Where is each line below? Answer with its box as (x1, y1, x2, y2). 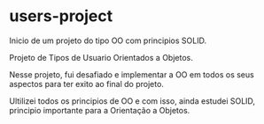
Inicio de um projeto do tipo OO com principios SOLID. (9, 35, 206, 46)
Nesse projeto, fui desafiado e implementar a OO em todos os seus (9, 69, 254, 80)
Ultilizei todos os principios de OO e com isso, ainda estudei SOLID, (9, 95, 255, 106)
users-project (9, 6, 113, 26)
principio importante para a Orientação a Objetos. (9, 105, 190, 115)
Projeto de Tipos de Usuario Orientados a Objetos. (9, 52, 193, 62)
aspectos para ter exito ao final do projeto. (9, 78, 164, 89)
